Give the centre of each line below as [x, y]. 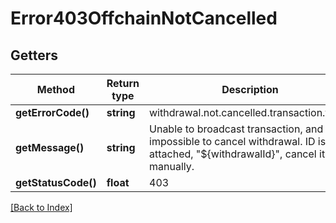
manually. [172, 166]
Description [250, 89]
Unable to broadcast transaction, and [236, 129]
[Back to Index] [41, 207]
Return [123, 83]
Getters [34, 55]
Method [55, 89]
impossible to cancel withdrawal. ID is [238, 141]
